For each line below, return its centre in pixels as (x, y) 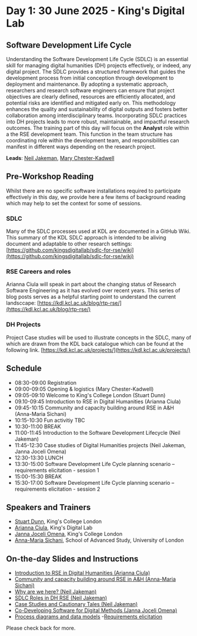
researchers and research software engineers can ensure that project (90, 90)
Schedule (24, 369)
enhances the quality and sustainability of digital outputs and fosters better (97, 109)
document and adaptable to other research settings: (69, 244)
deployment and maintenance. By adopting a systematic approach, (87, 84)
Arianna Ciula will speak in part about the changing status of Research (91, 284)
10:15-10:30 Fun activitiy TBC (50, 420)
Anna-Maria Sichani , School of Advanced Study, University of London (99, 540)
